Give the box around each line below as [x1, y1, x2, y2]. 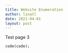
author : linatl [5, 12, 37, 17]
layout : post [5, 21, 32, 26]
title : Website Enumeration [5, 7, 64, 12]
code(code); [5, 44, 30, 49]
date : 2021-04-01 [5, 16, 41, 21]
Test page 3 [5, 34, 30, 40]
